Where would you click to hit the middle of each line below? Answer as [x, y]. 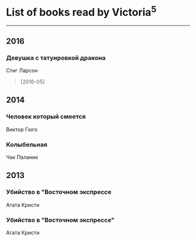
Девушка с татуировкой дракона [56, 58]
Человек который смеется [46, 117]
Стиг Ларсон [22, 70]
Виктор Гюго [22, 129]
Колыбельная [27, 145]
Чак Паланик [22, 157]
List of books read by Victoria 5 [81, 11]
